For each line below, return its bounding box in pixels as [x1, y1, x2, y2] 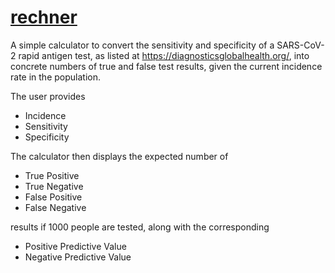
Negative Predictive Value [24, 251, 132, 263]
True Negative [24, 180, 84, 192]
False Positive [24, 191, 83, 203]
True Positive [24, 169, 80, 181]
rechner [10, 6, 78, 29]
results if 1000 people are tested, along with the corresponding [10, 221, 270, 233]
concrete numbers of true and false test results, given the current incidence [10, 60, 323, 72]
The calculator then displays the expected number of [10, 150, 229, 162]
